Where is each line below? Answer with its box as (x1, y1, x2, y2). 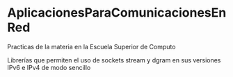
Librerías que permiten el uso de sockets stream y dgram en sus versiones (7, 55, 221, 64)
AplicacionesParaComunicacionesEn (7, 5, 227, 21)
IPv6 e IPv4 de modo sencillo (7, 63, 91, 71)
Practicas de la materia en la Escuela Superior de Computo (7, 42, 176, 51)
